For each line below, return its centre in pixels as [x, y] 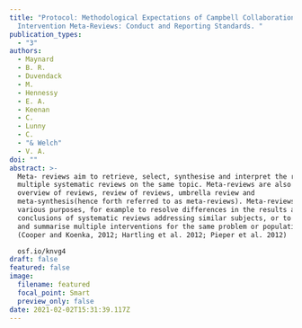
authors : [26, 51]
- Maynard [36, 59]
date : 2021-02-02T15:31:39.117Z [70, 310]
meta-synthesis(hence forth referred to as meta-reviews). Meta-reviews [156, 202]
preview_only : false [56, 301]
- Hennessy [38, 93]
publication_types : [46, 34]
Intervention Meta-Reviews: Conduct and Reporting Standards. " [140, 26]
